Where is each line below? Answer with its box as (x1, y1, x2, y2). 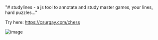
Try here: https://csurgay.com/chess (5, 19, 80, 25)
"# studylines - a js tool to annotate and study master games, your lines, (5, 4, 153, 10)
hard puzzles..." (5, 9, 37, 15)
